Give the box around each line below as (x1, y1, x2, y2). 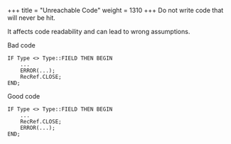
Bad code (7, 41, 36, 49)
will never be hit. (7, 13, 55, 22)
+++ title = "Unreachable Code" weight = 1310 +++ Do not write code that (7, 6, 224, 14)
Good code (7, 92, 41, 100)
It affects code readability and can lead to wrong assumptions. (7, 28, 190, 35)
